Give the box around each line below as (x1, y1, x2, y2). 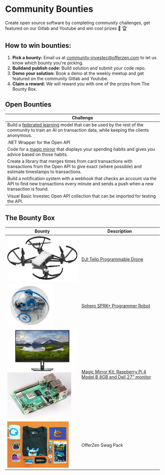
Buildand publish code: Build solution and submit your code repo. (12, 65, 146, 71)
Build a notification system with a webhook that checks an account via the (7, 176, 157, 182)
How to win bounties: (5, 41, 71, 50)
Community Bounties (5, 3, 93, 15)
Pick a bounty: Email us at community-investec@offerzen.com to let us (12, 54, 157, 60)
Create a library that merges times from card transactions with (7, 158, 133, 164)
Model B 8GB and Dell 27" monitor (81, 374, 151, 380)
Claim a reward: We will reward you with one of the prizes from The (12, 80, 150, 87)
